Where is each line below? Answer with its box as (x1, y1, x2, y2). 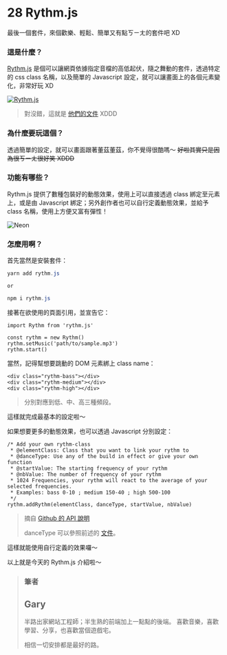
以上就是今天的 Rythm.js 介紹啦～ (7, 558, 102, 566)
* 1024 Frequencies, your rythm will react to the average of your (10, 477, 208, 484)
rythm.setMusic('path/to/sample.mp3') (7, 340, 118, 347)
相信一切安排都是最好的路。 (23, 641, 103, 649)
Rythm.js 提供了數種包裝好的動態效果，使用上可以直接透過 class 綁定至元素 (7, 189, 220, 198)
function (7, 459, 32, 466)
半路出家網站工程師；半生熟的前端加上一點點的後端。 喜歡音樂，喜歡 (23, 618, 219, 626)
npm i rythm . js (7, 295, 51, 302)
